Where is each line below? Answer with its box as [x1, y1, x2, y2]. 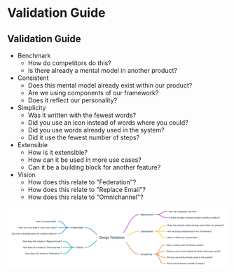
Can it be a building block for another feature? [27, 163, 161, 171]
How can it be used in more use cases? [27, 156, 142, 164]
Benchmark [17, 51, 51, 60]
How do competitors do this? [27, 59, 111, 67]
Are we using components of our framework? [27, 89, 159, 97]
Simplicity [17, 104, 46, 111]
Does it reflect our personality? [27, 96, 118, 104]
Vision [17, 170, 36, 179]
